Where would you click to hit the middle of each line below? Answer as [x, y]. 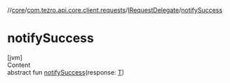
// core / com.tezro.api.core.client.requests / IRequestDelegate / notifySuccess [115, 10]
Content [19, 65]
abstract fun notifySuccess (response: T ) [66, 72]
